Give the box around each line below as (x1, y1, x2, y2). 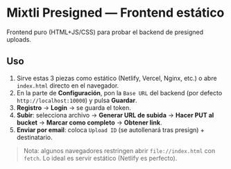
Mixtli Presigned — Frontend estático (6, 5, 225, 21)
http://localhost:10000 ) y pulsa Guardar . (16, 96, 137, 104)
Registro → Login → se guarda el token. (16, 103, 131, 112)
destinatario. (16, 133, 53, 141)
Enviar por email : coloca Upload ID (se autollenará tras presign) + (16, 125, 205, 134)
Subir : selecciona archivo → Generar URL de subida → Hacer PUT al (16, 111, 214, 119)
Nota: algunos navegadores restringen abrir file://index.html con (23, 146, 216, 154)
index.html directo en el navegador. (16, 81, 119, 90)
